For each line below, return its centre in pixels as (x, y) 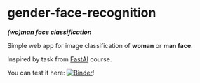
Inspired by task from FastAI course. (60, 59)
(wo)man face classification (49, 32)
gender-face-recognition (82, 13)
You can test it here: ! (51, 73)
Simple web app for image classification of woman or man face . (100, 45)
